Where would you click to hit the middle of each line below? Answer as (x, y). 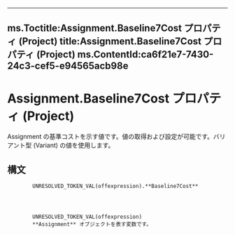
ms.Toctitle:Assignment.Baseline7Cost (95, 28)
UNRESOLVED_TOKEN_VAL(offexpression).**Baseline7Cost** (115, 187)
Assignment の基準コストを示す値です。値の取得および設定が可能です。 (111, 137)
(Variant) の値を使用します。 (74, 145)
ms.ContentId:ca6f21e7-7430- (145, 54)
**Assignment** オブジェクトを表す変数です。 (92, 224)
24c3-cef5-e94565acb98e (68, 66)
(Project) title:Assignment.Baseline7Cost (110, 42)
